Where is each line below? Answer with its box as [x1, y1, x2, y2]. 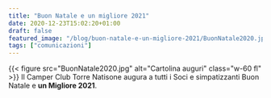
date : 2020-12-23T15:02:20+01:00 [8, 19, 121, 27]
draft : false [8, 27, 52, 35]
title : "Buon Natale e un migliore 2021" [8, 11, 150, 20]
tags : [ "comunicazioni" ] [8, 42, 92, 50]
